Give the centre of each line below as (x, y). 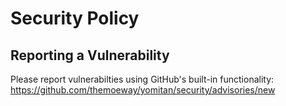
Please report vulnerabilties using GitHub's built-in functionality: (142, 79)
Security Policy (75, 18)
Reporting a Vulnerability (90, 55)
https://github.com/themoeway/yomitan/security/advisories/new (143, 90)
